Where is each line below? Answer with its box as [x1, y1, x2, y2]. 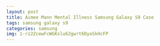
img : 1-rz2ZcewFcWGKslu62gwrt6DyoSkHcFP [6, 31, 109, 37]
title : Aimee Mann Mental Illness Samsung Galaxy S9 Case [6, 14, 154, 20]
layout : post [6, 8, 39, 15]
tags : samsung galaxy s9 [6, 20, 68, 26]
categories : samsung [6, 25, 58, 32]
